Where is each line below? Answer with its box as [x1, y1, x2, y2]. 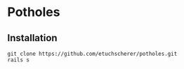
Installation [7, 32, 58, 44]
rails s [7, 56, 30, 63]
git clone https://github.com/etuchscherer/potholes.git [7, 50, 178, 57]
